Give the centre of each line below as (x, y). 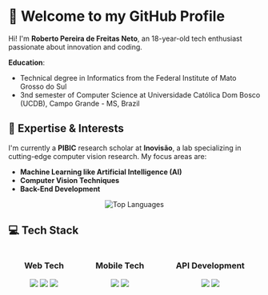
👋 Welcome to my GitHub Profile (117, 16)
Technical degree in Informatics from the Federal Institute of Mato (128, 78)
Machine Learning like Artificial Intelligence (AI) (101, 172)
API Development (210, 265)
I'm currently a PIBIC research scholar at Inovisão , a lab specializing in (125, 148)
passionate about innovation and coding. (75, 46)
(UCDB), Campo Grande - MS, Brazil (80, 103)
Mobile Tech (120, 265)
